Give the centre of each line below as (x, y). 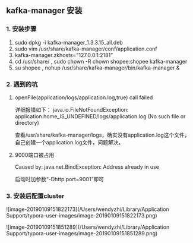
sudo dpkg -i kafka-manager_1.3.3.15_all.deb (69, 42)
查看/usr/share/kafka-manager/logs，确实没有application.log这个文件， (102, 135)
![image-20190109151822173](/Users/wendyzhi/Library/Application (88, 209)
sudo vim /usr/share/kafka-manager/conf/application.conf (86, 49)
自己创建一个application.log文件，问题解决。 (69, 142)
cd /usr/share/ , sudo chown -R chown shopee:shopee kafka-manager (101, 61)
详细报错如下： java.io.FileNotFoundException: (72, 109)
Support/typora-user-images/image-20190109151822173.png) (82, 216)
